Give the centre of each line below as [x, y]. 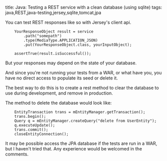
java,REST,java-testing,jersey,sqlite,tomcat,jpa [53, 13]
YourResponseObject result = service [54, 32]
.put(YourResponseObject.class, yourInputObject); [78, 45]
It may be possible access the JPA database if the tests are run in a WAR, [81, 143]
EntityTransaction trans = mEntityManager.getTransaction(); [80, 112]
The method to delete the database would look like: [59, 103]
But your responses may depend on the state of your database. [71, 63]
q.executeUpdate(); [35, 125]
